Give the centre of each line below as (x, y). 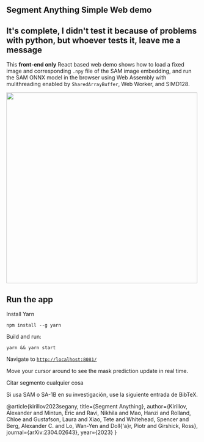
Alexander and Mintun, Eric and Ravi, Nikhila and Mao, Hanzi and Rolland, (99, 413)
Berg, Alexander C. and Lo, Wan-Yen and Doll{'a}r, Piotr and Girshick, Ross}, (102, 426)
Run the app (30, 299)
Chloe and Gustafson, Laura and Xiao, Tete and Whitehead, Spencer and (98, 419)
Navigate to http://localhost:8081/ (52, 359)
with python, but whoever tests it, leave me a (93, 40)
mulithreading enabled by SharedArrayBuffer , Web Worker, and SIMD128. (98, 84)
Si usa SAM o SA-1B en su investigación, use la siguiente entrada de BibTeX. (102, 395)
